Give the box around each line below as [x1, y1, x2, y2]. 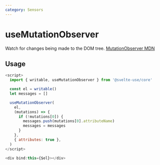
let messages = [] [9, 91, 48, 96]
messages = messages [23, 123, 66, 129]
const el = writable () [9, 87, 57, 92]
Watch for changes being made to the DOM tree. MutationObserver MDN [5, 45, 155, 51]
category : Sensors [5, 7, 43, 12]
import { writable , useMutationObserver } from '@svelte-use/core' [9, 78, 153, 83]
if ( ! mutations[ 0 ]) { [18, 114, 64, 119]
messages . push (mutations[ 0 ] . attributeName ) [23, 119, 115, 124]
